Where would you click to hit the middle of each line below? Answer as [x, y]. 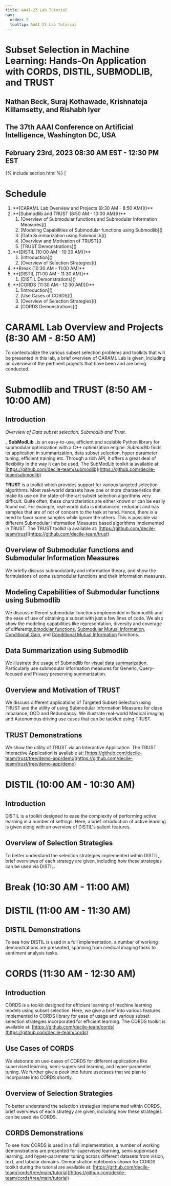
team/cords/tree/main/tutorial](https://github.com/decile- [66, 1173]
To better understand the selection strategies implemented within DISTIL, [82, 855]
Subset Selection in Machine [67, 50]
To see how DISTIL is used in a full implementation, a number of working [82, 942]
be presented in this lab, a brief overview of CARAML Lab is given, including [85, 358]
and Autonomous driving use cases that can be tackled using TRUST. [79, 719]
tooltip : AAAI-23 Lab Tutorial [43, 24]
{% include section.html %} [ [36, 173]
